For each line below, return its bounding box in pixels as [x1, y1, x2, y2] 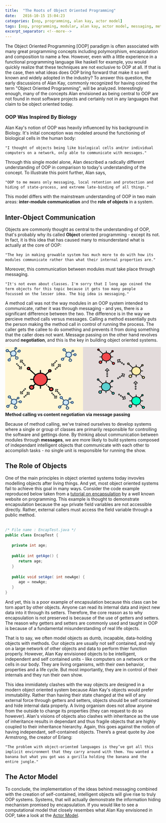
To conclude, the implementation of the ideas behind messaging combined [5, 786, 158, 792]
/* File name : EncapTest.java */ [5, 527, 77, 532]
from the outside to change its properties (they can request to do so [5, 708, 143, 714]
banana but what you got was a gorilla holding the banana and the [5, 755, 147, 760]
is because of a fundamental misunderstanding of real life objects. [5, 626, 140, 632]
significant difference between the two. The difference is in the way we [5, 311, 150, 317]
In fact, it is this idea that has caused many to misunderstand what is [5, 237, 145, 243]
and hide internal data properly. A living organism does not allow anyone [5, 702, 152, 709]
